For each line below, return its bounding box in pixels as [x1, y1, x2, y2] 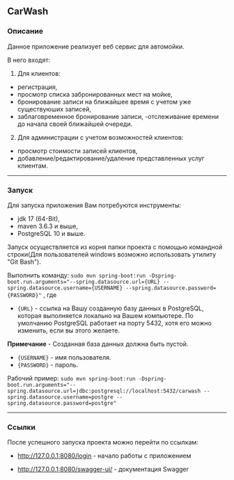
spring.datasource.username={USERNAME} [7, 285, 123, 291]
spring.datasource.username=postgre [7, 393, 114, 401]
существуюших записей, [17, 104, 92, 113]
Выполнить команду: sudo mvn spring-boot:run [7, 271, 146, 279]
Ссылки [7, 422, 36, 432]
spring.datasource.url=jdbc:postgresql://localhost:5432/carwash [7, 387, 201, 394]
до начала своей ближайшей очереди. [17, 120, 133, 128]
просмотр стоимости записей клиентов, [17, 146, 138, 155]
